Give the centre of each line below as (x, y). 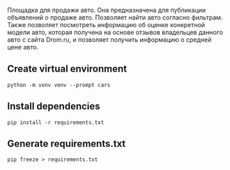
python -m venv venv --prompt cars (59, 85)
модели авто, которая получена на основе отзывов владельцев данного (115, 32)
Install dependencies (54, 106)
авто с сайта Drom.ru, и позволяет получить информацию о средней (109, 40)
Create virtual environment (67, 69)
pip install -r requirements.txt (56, 122)
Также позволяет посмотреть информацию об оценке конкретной (106, 25)
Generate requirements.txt (67, 144)
